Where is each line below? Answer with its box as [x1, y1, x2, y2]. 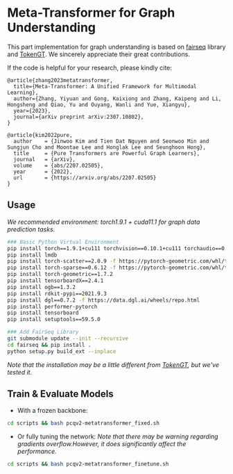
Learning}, [7, 89, 39, 96]
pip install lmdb [7, 252, 58, 259]
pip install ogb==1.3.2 [7, 284, 76, 291]
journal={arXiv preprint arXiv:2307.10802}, [13, 113, 144, 120]
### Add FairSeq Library [7, 329, 79, 336]
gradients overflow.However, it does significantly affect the [17, 440, 187, 448]
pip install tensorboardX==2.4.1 [7, 277, 104, 284]
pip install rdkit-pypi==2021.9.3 [7, 290, 107, 297]
